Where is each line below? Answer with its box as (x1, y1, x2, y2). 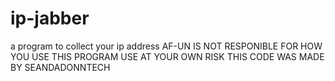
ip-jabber (10, 7, 90, 30)
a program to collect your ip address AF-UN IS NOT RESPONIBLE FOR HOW (10, 40, 323, 52)
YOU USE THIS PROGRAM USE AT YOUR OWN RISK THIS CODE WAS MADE (10, 50, 325, 62)
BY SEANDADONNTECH (10, 61, 111, 73)
